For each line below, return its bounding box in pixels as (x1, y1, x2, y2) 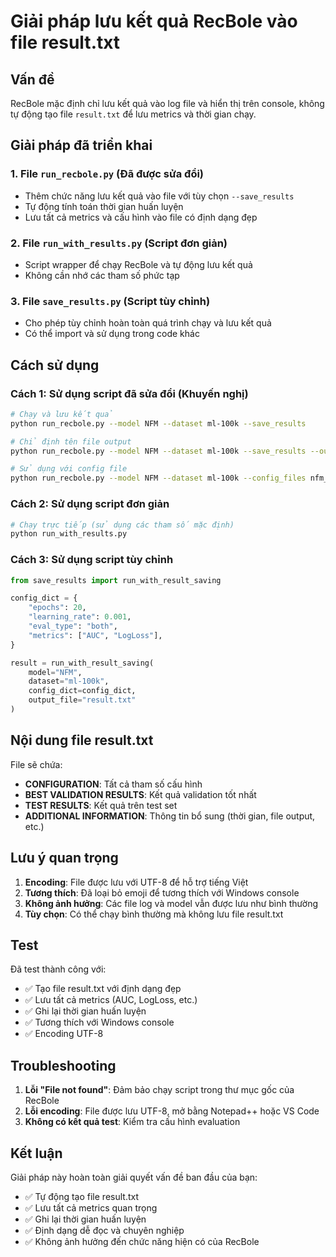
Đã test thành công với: (10, 963, 107, 975)
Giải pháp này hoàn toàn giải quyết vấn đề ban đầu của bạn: (10, 1171, 258, 1183)
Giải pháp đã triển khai (10, 137, 153, 154)
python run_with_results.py (10, 529, 128, 539)
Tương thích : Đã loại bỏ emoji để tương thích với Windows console (24, 886, 300, 899)
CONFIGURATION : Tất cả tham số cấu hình (24, 778, 203, 790)
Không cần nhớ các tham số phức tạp (24, 269, 180, 281)
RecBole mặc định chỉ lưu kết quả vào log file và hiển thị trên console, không (10, 98, 325, 109)
